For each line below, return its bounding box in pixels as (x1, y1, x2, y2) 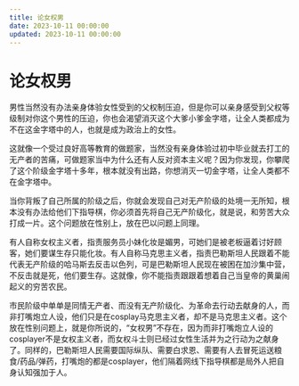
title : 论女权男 (9, 12, 64, 22)
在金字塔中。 (9, 177, 56, 187)
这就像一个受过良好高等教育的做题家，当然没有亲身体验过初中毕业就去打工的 (9, 144, 290, 154)
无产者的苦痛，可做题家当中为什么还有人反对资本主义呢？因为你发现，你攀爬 (9, 154, 290, 165)
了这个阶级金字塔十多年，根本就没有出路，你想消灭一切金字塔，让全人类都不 (9, 166, 290, 177)
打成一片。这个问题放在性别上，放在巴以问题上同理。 (9, 218, 205, 228)
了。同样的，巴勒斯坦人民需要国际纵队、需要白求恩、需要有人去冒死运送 (9, 345, 274, 356)
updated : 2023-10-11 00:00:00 (9, 29, 122, 38)
